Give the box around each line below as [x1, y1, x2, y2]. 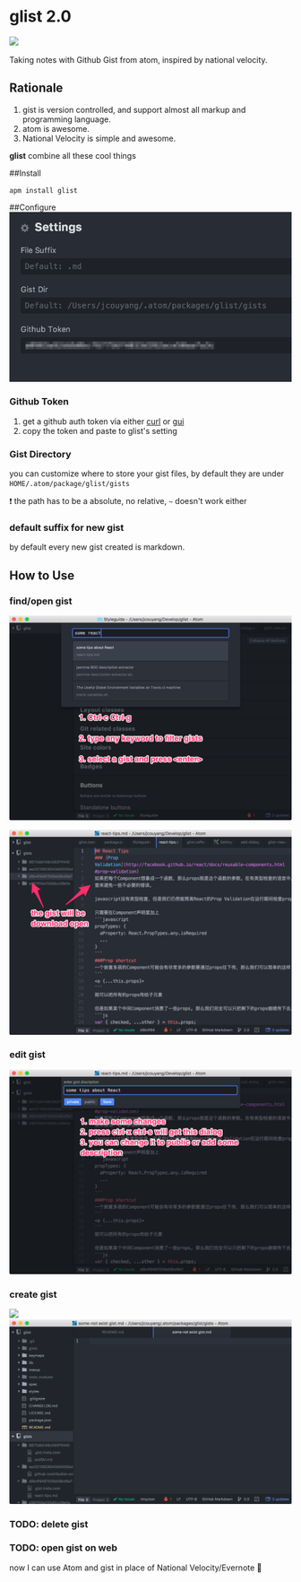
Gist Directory [9, 448, 72, 460]
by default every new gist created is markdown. [9, 542, 185, 552]
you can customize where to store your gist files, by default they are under [9, 468, 285, 479]
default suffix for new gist [9, 522, 125, 535]
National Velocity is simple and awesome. [21, 133, 176, 143]
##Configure [9, 202, 56, 213]
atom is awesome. [21, 123, 90, 134]
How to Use [9, 568, 75, 583]
